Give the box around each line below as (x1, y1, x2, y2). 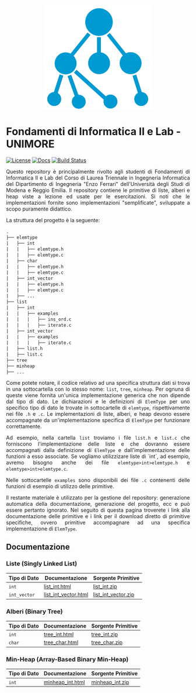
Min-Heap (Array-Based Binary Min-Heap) (6, 655, 129, 663)
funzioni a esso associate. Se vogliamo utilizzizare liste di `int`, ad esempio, (6, 453, 190, 460)
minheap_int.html (43, 678, 85, 685)
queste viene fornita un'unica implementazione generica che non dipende (6, 391, 190, 399)
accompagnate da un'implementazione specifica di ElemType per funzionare (6, 416, 190, 423)
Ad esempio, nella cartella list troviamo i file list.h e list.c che (6, 434, 190, 441)
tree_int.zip (91, 630, 118, 637)
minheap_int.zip (91, 678, 129, 685)
